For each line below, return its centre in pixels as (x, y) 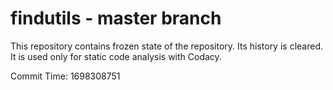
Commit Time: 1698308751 (65, 76)
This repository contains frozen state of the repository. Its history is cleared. (166, 46)
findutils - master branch (116, 18)
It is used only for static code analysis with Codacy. (116, 56)
